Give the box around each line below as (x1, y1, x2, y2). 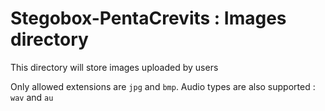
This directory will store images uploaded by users (10, 61, 219, 73)
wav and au (10, 91, 54, 103)
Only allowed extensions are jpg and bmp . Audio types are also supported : (10, 80, 316, 92)
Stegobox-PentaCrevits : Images (10, 7, 287, 30)
